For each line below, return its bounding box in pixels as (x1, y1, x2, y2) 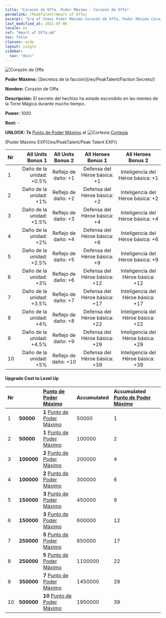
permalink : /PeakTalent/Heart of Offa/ (5, 12, 87, 17)
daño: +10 (51, 358, 77, 365)
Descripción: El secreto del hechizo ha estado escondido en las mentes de (5, 95, 158, 101)
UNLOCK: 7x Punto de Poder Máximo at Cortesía (5, 130, 128, 136)
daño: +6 (53, 277, 75, 284)
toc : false (5, 35, 28, 40)
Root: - (5, 120, 20, 126)
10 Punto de (42, 592, 72, 599)
